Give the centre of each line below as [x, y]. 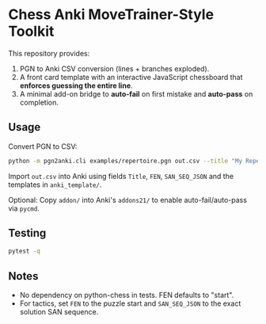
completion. [39, 102]
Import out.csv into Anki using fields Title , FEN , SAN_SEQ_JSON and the [121, 176]
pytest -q [25, 251]
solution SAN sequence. [59, 312]
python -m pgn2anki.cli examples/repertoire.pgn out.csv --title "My [125, 161]
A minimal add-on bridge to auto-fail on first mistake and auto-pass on [136, 93]
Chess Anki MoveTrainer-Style [111, 15]
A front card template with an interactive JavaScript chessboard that [131, 77]
